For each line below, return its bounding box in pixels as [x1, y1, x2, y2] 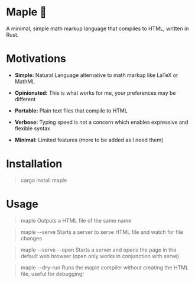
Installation [6, 157, 63, 171]
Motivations [6, 52, 66, 66]
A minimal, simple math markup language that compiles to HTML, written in [6, 25, 189, 32]
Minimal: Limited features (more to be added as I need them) [14, 136, 164, 143]
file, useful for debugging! [20, 270, 84, 277]
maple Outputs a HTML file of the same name [20, 217, 132, 224]
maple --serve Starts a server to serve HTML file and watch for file [20, 228, 183, 236]
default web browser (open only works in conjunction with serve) [20, 252, 180, 259]
